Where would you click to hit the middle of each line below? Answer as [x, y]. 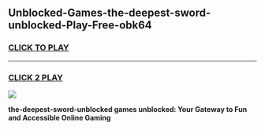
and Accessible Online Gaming [60, 117]
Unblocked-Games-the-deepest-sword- [110, 13]
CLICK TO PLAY [39, 48]
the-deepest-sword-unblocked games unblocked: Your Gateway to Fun [128, 109]
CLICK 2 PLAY [35, 77]
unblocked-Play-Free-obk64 [80, 26]
